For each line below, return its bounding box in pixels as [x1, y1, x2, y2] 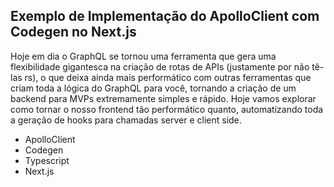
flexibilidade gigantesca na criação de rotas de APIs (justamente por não [10, 60, 310, 73]
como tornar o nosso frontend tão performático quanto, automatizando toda [10, 103, 324, 115]
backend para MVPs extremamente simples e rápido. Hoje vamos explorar [10, 92, 317, 104]
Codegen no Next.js [10, 24, 137, 41]
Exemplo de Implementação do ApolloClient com [10, 8, 320, 25]
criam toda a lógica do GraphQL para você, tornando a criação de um [10, 82, 297, 94]
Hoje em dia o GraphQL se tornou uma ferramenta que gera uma [10, 50, 277, 62]
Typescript [24, 154, 70, 166]
